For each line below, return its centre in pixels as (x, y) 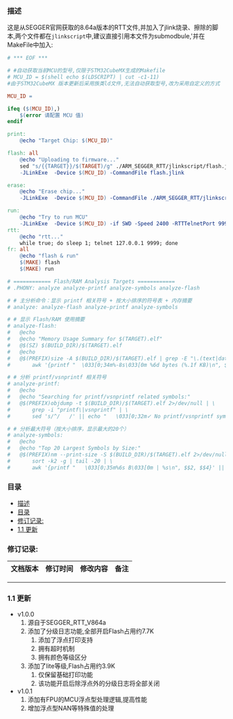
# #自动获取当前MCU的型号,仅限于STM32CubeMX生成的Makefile (86, 71)
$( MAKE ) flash (40, 262)
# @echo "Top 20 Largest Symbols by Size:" (74, 448)
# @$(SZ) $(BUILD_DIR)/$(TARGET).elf (65, 345)
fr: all (18, 250)
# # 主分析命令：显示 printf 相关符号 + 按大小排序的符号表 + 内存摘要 (100, 301)
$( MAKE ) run (37, 269)
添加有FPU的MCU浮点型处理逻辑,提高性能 (87, 699)
